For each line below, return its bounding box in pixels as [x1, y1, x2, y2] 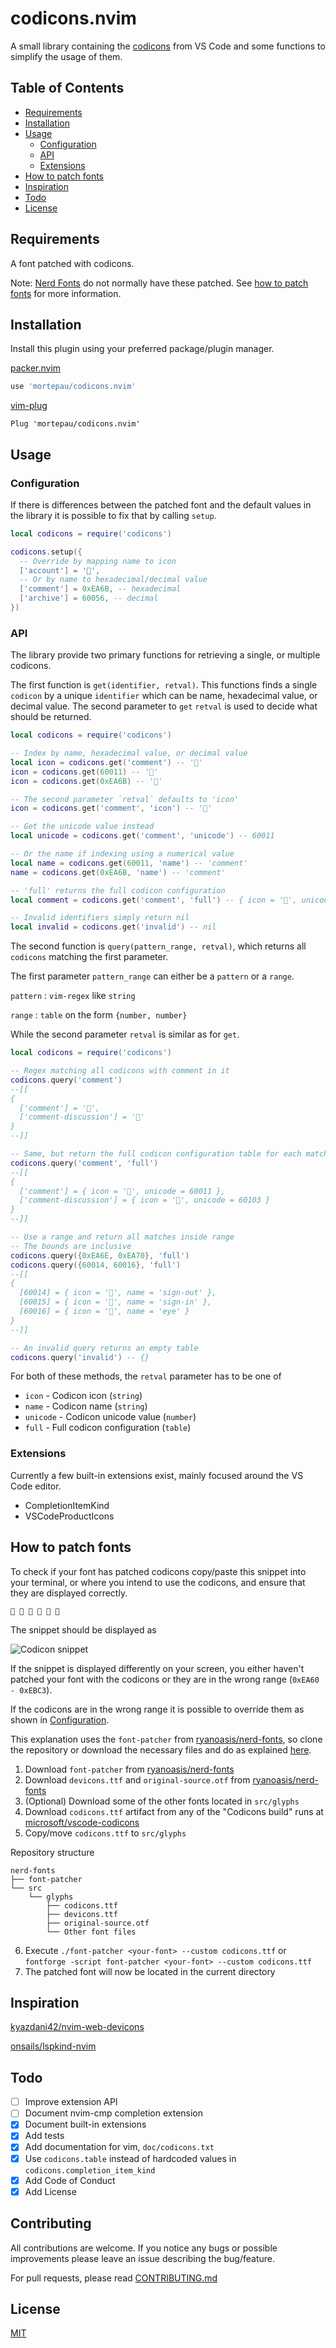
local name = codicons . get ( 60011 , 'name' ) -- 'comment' [10, 858, 248, 868]
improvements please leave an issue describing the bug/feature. [10, 2252, 276, 2264]
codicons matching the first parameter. [10, 951, 169, 963]
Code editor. [10, 1480, 62, 1492]
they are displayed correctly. [10, 1587, 128, 1599]
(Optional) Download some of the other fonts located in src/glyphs [24, 1795, 300, 1807]
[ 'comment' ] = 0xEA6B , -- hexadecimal [19, 584, 182, 594]
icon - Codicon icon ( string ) [24, 1390, 143, 1402]
